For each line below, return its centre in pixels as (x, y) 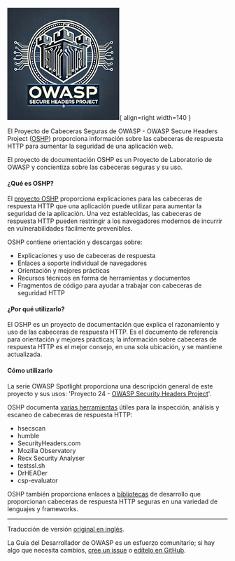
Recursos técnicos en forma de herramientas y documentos (104, 278)
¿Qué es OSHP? (30, 183)
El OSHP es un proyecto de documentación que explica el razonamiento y (114, 325)
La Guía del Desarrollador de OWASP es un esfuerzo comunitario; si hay (111, 542)
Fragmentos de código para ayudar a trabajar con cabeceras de (109, 285)
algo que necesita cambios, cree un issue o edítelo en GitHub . (97, 550)
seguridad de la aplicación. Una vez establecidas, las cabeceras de (104, 214)
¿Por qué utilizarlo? (36, 309)
